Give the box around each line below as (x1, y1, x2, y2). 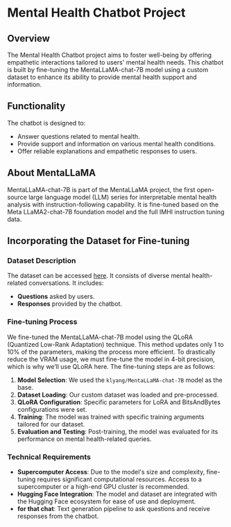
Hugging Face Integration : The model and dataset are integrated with (17, 490, 217, 498)
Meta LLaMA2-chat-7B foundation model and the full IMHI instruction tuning (7, 207, 225, 216)
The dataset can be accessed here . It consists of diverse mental (7, 272, 191, 280)
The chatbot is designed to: (7, 119, 86, 127)
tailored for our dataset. (17, 420, 85, 428)
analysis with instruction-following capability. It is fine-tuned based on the (7, 200, 219, 209)
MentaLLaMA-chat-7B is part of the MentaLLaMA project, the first (7, 185, 196, 193)
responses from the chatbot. (17, 512, 99, 520)
